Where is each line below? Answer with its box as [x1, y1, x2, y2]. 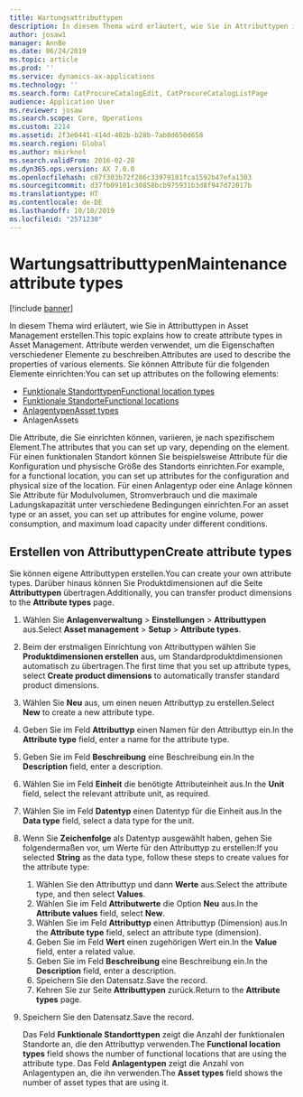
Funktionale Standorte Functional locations [22, 395, 179, 406]
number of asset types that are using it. [22, 1077, 170, 1088]
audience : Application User [9, 97, 115, 107]
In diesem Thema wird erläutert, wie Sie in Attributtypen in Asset [9, 320, 249, 330]
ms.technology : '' [9, 80, 78, 89]
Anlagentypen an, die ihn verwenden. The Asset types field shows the [22, 1067, 283, 1079]
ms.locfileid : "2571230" [9, 214, 103, 224]
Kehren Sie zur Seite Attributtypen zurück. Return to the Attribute [35, 985, 281, 996]
